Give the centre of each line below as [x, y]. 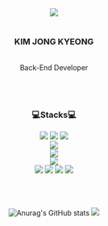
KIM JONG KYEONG [54, 41]
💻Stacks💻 [54, 115]
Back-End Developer [54, 68]
